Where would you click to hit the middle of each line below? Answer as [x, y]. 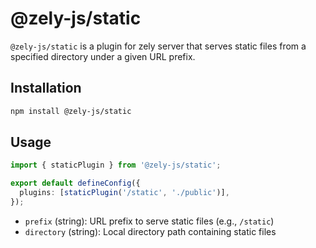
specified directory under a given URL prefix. [103, 56]
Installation [46, 88]
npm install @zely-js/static [71, 111]
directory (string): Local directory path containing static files [150, 231]
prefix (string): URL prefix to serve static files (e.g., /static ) [149, 221]
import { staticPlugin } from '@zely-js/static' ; [116, 165]
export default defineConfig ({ [75, 183]
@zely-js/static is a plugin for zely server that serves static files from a [158, 46]
